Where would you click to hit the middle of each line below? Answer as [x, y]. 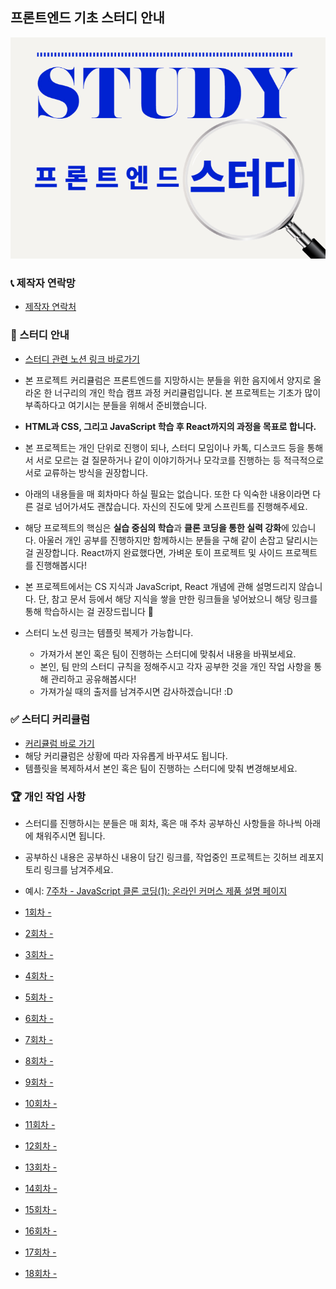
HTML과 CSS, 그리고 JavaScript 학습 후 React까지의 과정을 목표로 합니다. [170, 426]
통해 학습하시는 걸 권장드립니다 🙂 [89, 611]
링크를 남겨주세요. [78, 870]
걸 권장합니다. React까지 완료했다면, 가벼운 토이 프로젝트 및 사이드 [153, 552]
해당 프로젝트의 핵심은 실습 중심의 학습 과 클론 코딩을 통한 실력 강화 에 [157, 527]
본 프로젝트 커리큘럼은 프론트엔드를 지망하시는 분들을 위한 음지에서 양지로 [168, 380]
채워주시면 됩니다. [70, 836]
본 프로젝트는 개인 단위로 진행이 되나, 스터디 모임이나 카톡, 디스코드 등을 [164, 447]
